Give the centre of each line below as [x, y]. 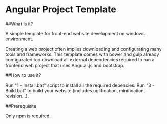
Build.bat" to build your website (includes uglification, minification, [75, 90]
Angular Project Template [61, 9]
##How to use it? [23, 75]
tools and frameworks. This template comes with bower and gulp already [82, 54]
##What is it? [19, 24]
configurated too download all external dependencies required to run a [80, 59]
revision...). [17, 96]
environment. [19, 39]
